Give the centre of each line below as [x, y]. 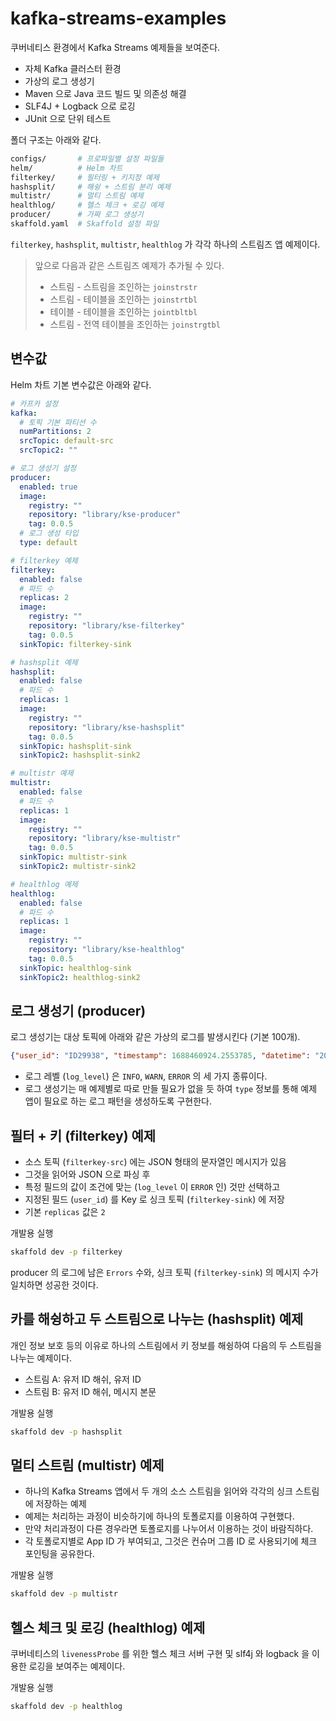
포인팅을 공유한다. [59, 1554]
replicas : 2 [44, 598]
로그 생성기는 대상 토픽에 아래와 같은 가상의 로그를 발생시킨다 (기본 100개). [155, 1037]
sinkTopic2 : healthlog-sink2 [80, 977]
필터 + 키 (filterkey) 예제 [83, 1135]
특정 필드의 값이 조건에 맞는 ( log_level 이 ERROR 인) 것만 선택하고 [152, 1186]
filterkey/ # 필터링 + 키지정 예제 [85, 177]
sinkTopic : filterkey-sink [75, 644]
